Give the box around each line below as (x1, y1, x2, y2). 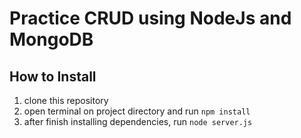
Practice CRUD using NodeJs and (9, 7, 292, 30)
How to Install (9, 68, 97, 85)
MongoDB (9, 28, 94, 51)
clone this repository (23, 95, 109, 106)
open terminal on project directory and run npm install (23, 105, 251, 117)
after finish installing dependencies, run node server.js (23, 116, 253, 127)
